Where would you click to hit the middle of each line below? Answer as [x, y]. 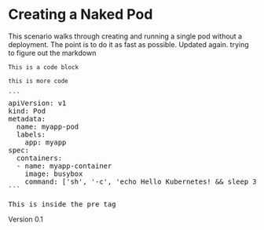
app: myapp [46, 142]
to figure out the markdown [52, 53]
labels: [31, 134]
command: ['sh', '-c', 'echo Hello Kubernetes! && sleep [137, 181]
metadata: [27, 119]
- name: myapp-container [64, 166]
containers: [39, 158]
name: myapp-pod [48, 126]
